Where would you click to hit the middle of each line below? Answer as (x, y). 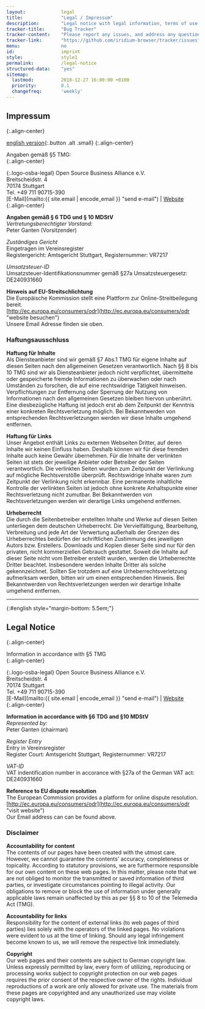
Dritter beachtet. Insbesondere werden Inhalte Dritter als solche (86, 565)
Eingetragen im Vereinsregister (45, 248)
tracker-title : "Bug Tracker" (52, 29)
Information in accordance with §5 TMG (56, 654)
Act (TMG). (20, 905)
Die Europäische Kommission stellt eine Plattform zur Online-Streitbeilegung (102, 298)
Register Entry (24, 741)
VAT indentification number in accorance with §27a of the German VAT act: (100, 772)
